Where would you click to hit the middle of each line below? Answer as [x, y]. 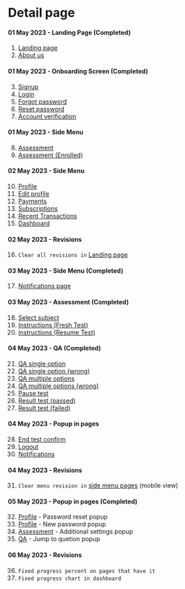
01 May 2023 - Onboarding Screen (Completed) [78, 71]
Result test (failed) [44, 408]
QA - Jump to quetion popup [59, 539]
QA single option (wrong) [54, 371]
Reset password [41, 108]
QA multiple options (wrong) [58, 386]
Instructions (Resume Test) [57, 332]
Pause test [33, 393]
